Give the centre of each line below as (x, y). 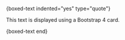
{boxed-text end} (27, 31)
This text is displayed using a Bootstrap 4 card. (63, 20)
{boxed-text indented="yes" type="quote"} (58, 9)
